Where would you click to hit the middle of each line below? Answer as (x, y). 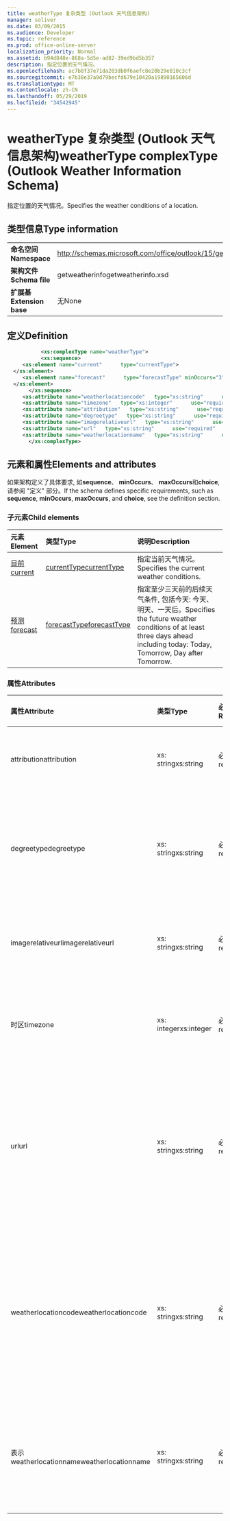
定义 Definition (38, 336)
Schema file (30, 280)
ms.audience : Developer (41, 33)
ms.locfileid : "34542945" (44, 103)
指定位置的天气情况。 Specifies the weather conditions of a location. (103, 205)
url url (19, 1146)
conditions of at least (171, 627)
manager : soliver (32, 20)
